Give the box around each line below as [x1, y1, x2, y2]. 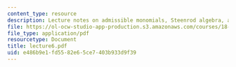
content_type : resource [7, 10, 77, 17]
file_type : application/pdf [7, 29, 90, 37]
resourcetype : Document [7, 36, 77, 43]
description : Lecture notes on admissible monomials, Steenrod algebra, [7, 17, 225, 24]
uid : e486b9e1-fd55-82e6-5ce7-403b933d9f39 [7, 50, 137, 57]
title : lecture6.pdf [7, 43, 68, 50]
